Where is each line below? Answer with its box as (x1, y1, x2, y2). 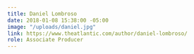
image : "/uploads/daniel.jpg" (7, 23, 97, 30)
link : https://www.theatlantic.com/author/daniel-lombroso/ (7, 29, 188, 37)
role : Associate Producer (7, 36, 83, 43)
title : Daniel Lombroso (7, 10, 78, 18)
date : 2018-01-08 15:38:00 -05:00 (7, 17, 109, 24)
